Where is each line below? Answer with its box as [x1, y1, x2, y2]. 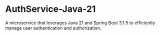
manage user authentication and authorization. [5, 25, 101, 31]
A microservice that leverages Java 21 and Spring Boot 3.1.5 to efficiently [5, 20, 155, 26]
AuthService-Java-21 [5, 3, 96, 15]
